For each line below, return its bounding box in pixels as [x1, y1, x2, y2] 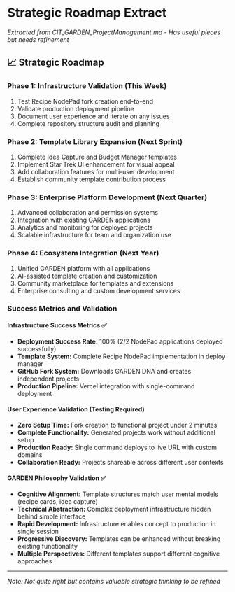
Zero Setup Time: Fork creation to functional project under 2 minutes [17, 421, 218, 429]
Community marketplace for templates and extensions [17, 279, 174, 288]
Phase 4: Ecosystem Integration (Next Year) [7, 248, 159, 258]
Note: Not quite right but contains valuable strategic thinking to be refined [7, 577, 220, 586]
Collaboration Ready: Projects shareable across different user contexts [17, 458, 224, 466]
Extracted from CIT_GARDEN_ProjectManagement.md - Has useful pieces [7, 28, 221, 36]
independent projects [17, 374, 80, 383]
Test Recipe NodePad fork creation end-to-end [17, 97, 154, 106]
